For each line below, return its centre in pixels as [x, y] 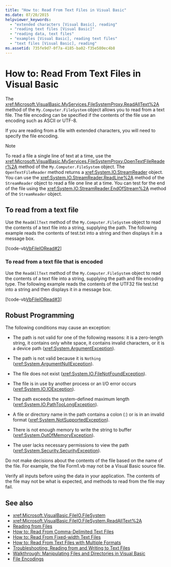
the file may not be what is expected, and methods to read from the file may [85, 481]
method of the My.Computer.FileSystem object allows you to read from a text [85, 109]
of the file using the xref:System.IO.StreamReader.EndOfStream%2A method [86, 188]
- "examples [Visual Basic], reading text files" [64, 39]
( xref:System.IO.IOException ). [44, 389]
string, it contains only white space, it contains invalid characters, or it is [89, 343]
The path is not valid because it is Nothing [57, 358]
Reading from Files [32, 526]
